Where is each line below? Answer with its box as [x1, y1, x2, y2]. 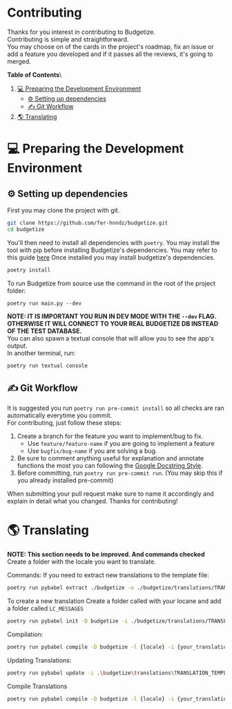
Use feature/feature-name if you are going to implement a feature [27, 440, 215, 448]
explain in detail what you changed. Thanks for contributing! [7, 497, 178, 505]
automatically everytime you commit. [7, 411, 113, 420]
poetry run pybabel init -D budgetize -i [7, 618, 128, 625]
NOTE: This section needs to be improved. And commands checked [7, 550, 205, 559]
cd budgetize [7, 226, 45, 233]
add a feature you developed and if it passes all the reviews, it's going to [7, 50, 213, 58]
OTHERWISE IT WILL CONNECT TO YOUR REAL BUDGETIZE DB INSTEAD [7, 319, 219, 327]
